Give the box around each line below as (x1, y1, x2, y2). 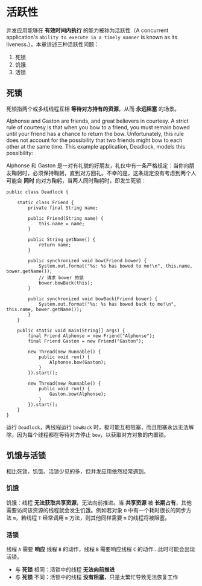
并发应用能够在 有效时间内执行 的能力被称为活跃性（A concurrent (6, 27, 169, 34)
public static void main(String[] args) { (17, 327, 125, 333)
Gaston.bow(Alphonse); (49, 391, 107, 397)
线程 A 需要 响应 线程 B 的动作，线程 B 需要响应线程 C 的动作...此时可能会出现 (6, 546, 195, 553)
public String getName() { (28, 236, 96, 242)
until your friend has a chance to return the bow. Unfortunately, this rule (6, 130, 184, 137)
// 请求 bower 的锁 (38, 274, 84, 281)
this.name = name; (38, 221, 85, 227)
